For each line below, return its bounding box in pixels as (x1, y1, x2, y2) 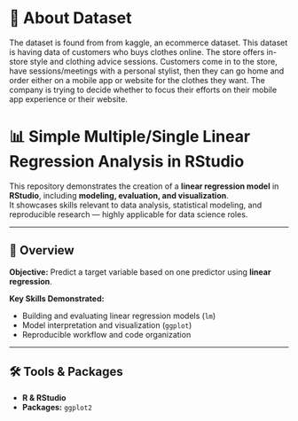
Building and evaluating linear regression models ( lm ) (21, 310, 216, 321)
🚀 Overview (9, 243, 74, 258)
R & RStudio (21, 392, 67, 402)
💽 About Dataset (9, 8, 132, 28)
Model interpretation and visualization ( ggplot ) (21, 319, 192, 331)
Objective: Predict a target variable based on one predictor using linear (9, 266, 271, 277)
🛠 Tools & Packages (9, 364, 124, 379)
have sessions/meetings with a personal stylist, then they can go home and (9, 66, 285, 76)
